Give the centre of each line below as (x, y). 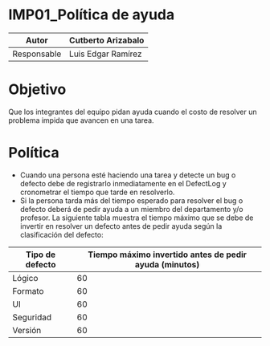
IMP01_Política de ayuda (92, 15)
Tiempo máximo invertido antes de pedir (168, 254)
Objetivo (37, 90)
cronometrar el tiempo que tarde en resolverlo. (97, 192)
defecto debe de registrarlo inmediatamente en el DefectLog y (123, 183)
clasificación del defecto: (61, 234)
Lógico (25, 278)
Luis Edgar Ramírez (106, 54)
